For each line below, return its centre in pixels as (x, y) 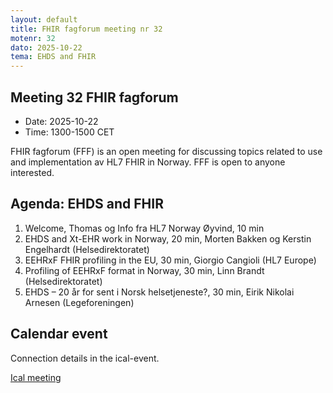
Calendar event (59, 334)
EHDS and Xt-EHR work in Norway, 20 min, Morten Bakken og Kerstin (168, 238)
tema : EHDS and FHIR (53, 57)
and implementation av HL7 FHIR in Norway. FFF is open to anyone (148, 162)
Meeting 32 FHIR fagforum (94, 97)
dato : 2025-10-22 (46, 47)
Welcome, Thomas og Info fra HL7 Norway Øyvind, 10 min (144, 228)
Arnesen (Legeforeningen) (79, 302)
